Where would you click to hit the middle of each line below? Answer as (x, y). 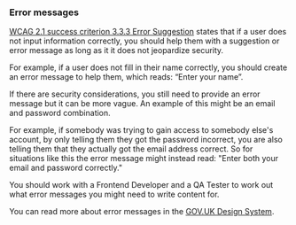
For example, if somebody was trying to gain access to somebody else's (141, 130)
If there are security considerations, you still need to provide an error (135, 94)
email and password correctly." (66, 168)
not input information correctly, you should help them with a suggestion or (144, 41)
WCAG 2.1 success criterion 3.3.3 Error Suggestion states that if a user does (148, 32)
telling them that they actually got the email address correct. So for (131, 149)
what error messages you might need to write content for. (114, 194)
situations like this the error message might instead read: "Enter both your (144, 159)
